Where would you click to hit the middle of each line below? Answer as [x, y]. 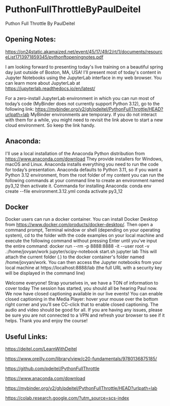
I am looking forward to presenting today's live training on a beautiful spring [84, 66]
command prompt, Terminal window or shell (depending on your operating [83, 230]
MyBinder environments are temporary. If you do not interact [93, 114]
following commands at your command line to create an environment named [85, 180]
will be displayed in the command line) [45, 273]
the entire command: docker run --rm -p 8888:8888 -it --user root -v [77, 246]
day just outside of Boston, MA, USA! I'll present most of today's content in [83, 72]
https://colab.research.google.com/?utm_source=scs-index [67, 398]
